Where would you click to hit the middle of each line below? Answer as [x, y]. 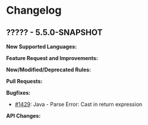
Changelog [34, 10]
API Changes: [23, 116]
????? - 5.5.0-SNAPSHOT [54, 32]
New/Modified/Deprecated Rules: [48, 70]
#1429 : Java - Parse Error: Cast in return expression [78, 104]
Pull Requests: [24, 81]
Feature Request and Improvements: [52, 58]
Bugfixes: [18, 93]
